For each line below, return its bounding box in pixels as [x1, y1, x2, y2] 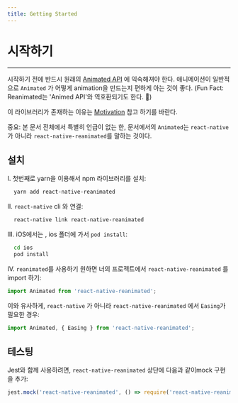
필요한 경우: [7, 310, 40, 319]
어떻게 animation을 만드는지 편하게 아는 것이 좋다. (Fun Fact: [55, 83, 225, 92]
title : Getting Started [7, 10, 78, 18]
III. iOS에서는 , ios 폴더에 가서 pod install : [7, 230, 128, 238]
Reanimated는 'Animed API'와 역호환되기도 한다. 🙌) [7, 92, 152, 101]
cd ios [13, 244, 33, 252]
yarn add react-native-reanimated [13, 189, 115, 196]
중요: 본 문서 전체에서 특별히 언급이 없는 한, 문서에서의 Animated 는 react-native [7, 122, 229, 131]
